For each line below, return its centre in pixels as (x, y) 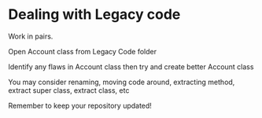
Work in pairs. (31, 36)
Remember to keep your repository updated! (80, 105)
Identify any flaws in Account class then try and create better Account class (131, 66)
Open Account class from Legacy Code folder (83, 51)
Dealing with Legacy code (94, 15)
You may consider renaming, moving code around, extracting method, (122, 82)
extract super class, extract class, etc (69, 90)
